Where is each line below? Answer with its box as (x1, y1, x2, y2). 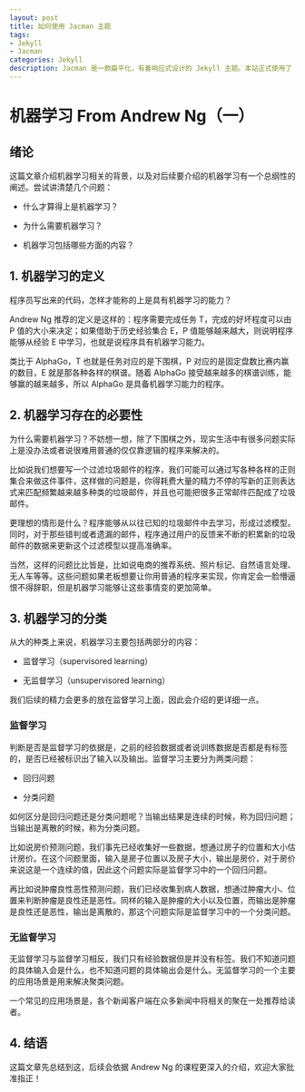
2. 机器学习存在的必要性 (9, 407, 143, 423)
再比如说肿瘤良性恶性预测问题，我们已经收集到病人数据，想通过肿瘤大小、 (9, 883, 288, 894)
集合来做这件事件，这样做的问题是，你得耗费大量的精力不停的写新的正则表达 (9, 475, 296, 486)
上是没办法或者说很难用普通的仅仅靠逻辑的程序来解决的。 (9, 444, 224, 455)
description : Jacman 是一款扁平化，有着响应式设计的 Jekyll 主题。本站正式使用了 (9, 64, 292, 73)
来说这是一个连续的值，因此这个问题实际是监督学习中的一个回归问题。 (9, 863, 272, 875)
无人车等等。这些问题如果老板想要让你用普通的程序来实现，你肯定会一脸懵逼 (9, 570, 296, 581)
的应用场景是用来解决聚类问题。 (9, 976, 129, 987)
